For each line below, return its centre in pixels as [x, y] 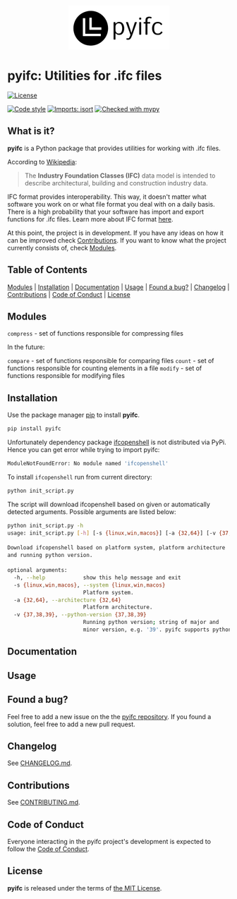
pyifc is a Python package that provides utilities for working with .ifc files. [114, 148]
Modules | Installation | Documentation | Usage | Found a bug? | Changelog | [119, 287]
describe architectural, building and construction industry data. [116, 183]
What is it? [31, 132]
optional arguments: [38, 570]
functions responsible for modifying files [66, 376]
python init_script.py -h [45, 525]
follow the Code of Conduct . [48, 849]
